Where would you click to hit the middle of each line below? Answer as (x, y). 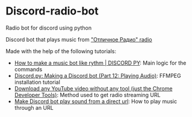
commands (28, 69)
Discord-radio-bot (52, 11)
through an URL (34, 107)
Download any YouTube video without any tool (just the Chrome (93, 88)
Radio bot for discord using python (48, 28)
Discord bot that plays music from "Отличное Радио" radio (79, 39)
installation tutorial (37, 82)
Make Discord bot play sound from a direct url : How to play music (96, 101)
